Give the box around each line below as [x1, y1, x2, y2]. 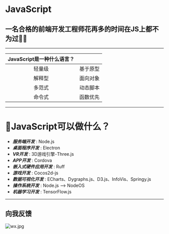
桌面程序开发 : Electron [12, 145, 60, 151]
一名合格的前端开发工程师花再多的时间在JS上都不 [5, 25, 159, 33]
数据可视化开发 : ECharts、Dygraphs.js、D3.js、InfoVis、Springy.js [12, 176, 151, 182]
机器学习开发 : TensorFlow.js [12, 188, 72, 194]
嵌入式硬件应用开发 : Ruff [12, 163, 65, 169]
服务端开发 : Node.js [12, 138, 55, 144]
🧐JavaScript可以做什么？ [5, 121, 111, 133]
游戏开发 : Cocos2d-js [12, 170, 59, 176]
